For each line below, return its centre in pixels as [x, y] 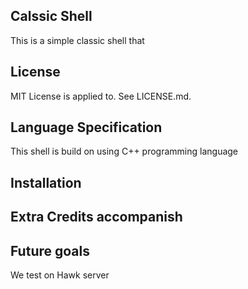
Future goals [50, 250]
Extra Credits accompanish [96, 217]
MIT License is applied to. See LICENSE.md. [101, 96]
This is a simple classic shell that [77, 40]
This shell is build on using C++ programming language [124, 151]
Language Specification [86, 127]
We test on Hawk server [60, 275]
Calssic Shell [51, 16]
